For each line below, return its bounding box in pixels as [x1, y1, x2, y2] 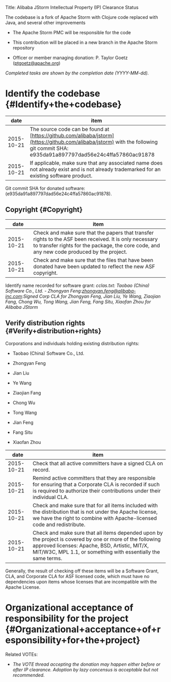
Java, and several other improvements [5, 20, 85, 25]
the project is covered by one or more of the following [33, 535, 161, 542]
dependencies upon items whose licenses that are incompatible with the [5, 579, 157, 585]
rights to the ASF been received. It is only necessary [33, 235, 158, 243]
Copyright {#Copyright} [5, 205, 83, 214]
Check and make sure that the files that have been [33, 256, 154, 264]
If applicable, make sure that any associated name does [30, 159, 163, 166]
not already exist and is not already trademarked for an [30, 166, 161, 173]
